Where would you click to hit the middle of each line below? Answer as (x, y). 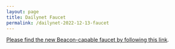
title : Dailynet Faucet (36, 17)
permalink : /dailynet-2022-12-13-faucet (58, 23)
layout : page (23, 12)
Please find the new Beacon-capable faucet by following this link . (87, 40)
